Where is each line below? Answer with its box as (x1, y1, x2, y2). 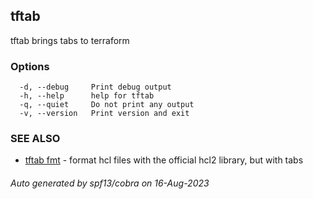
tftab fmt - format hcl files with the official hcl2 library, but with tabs (24, 154, 304, 166)
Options (10, 59, 50, 73)
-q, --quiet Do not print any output (19, 100, 195, 110)
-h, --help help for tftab (19, 91, 155, 101)
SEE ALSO (10, 132, 61, 146)
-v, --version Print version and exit (19, 109, 190, 119)
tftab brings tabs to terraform (10, 34, 130, 46)
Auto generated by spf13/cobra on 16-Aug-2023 (10, 177, 210, 189)
